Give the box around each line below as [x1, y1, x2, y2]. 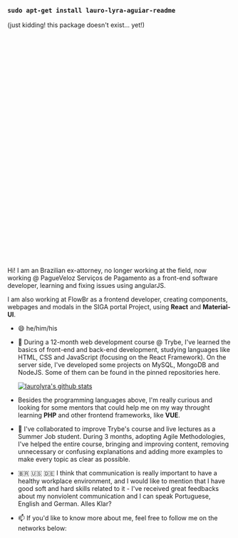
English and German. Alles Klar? [17, 500, 112, 508]
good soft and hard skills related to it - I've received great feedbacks [17, 485, 219, 493]
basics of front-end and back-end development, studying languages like [17, 346, 230, 354]
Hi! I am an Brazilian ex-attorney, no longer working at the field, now [7, 267, 207, 275]
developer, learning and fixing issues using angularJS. [7, 281, 166, 290]
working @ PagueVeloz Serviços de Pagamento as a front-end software [7, 274, 219, 282]
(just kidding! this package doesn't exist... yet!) [7, 21, 145, 29]
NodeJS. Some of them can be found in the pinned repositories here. [17, 368, 221, 377]
